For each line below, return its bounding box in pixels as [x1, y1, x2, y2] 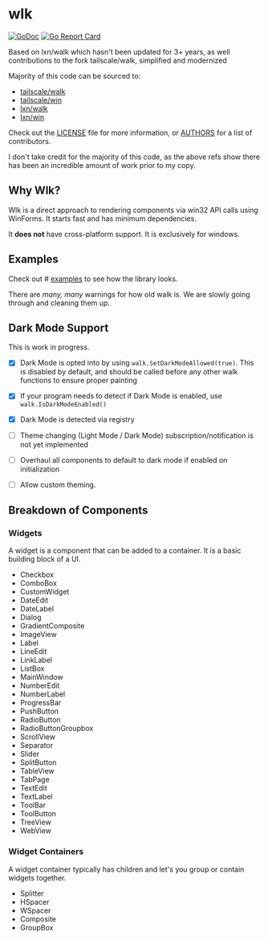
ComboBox [19, 578, 58, 588]
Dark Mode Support [8, 321, 109, 334]
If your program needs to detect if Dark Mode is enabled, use [19, 391, 222, 401]
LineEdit [19, 647, 47, 656]
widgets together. [8, 873, 67, 882]
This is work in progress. [8, 342, 90, 352]
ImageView [19, 630, 58, 640]
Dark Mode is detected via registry [19, 415, 135, 424]
